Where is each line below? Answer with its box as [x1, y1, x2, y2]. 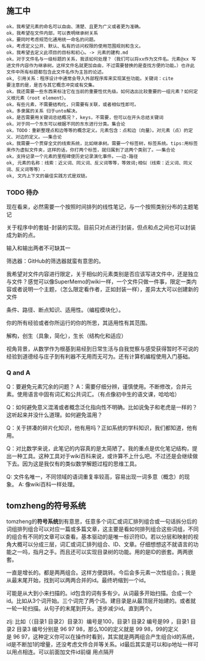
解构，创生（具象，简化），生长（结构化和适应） [6, 332, 127, 340]
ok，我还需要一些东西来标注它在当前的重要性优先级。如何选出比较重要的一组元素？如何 [6, 88, 193, 95]
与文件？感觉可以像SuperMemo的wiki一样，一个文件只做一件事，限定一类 [6, 278, 192, 285]
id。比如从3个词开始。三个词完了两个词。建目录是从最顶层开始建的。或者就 [6, 597, 196, 605]
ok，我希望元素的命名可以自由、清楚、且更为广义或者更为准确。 [6, 23, 144, 29]
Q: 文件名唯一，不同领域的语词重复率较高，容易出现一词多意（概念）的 [6, 473, 185, 481]
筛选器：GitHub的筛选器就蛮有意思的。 [6, 257, 104, 265]
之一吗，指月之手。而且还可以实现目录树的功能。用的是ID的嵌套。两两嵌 [11, 549, 193, 556]
